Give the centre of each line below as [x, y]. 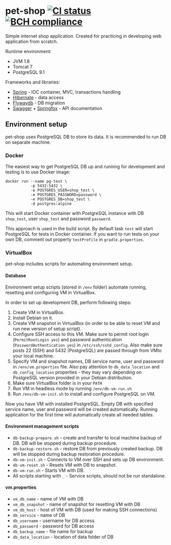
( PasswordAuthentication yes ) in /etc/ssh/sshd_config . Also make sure [88, 345]
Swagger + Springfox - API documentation [57, 108]
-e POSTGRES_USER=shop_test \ [63, 190]
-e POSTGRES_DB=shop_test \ [60, 200]
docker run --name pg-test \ [36, 182]
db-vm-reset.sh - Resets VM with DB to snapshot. [65, 465]
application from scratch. [32, 41]
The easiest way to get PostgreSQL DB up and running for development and [85, 167]
